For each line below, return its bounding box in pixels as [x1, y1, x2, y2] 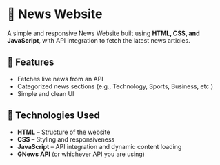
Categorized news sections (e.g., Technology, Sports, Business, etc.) [17, 82, 214, 90]
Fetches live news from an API [17, 75, 103, 83]
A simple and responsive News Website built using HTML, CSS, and [7, 29, 200, 37]
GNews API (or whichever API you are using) [17, 150, 145, 158]
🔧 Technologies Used [7, 110, 100, 122]
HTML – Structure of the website [17, 128, 110, 136]
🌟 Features [7, 57, 54, 68]
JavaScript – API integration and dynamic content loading [17, 142, 182, 151]
